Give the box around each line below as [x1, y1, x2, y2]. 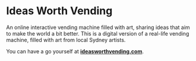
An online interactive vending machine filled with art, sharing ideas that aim [6, 24, 190, 31]
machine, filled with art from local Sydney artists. [6, 36, 126, 43]
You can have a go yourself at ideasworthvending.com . [6, 47, 144, 54]
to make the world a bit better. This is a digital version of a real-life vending [6, 30, 189, 37]
